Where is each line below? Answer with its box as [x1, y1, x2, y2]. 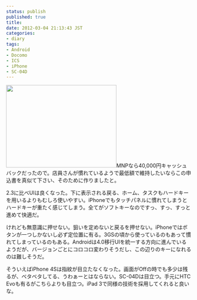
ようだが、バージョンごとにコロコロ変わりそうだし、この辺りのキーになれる [6, 246, 192, 253]
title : [6, 19, 22, 25]
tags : [6, 42, 19, 48]
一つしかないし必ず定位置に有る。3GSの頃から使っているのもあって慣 [21, 231, 191, 238]
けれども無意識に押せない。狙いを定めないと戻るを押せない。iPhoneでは [6, 224, 183, 231]
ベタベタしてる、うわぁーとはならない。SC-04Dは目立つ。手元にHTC [21, 273, 191, 280]
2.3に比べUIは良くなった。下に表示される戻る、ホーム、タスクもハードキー [6, 189, 189, 197]
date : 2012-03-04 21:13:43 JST [6, 25, 83, 31]
